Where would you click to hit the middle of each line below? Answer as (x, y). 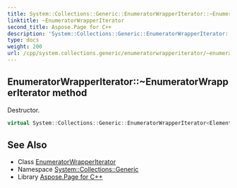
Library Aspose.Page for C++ (60, 177)
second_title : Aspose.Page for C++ (60, 27)
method (69, 93)
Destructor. (24, 110)
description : (26, 34)
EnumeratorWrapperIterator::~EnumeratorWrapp (118, 82)
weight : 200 (25, 47)
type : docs (23, 40)
